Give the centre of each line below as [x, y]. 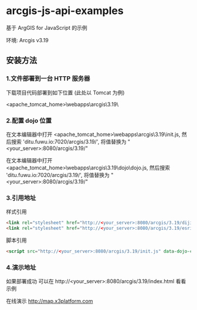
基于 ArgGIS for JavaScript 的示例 [47, 28]
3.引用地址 [21, 197]
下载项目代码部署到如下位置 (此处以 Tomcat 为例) [65, 93]
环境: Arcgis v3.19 [27, 40]
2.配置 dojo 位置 [29, 120]
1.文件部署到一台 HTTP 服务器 [48, 79]
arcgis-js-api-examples [65, 11]
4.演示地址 [21, 267]
